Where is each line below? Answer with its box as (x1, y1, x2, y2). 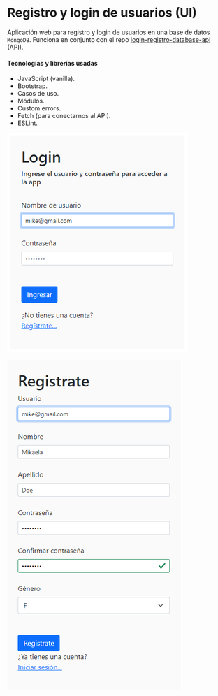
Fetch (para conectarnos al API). (17, 112, 111, 120)
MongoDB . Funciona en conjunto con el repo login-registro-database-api (7, 35, 211, 43)
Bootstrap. (17, 82, 48, 90)
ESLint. (17, 119, 38, 127)
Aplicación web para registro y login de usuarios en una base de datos (7, 28, 210, 36)
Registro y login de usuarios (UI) (7, 5, 197, 21)
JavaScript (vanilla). (17, 75, 75, 83)
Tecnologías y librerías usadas (7, 59, 98, 67)
